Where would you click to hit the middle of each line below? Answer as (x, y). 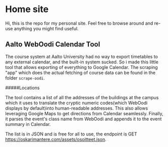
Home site (27, 9)
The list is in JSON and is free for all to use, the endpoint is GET (71, 134)
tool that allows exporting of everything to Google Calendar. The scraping (81, 67)
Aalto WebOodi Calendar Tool (53, 45)
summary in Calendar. (28, 124)
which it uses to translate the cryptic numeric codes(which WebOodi (76, 103)
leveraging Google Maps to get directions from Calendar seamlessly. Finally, (84, 113)
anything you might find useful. (46, 28)
